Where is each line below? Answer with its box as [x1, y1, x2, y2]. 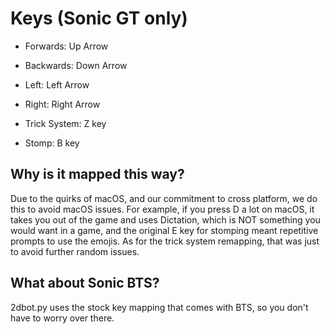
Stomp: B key [24, 137, 80, 149]
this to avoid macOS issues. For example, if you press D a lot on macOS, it [10, 203, 315, 215]
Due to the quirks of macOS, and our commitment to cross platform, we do [10, 192, 318, 204]
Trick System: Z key [24, 117, 107, 129]
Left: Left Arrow [24, 78, 90, 91]
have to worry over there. [10, 312, 115, 324]
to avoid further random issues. [10, 245, 140, 257]
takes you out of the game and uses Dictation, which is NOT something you [10, 213, 321, 226]
